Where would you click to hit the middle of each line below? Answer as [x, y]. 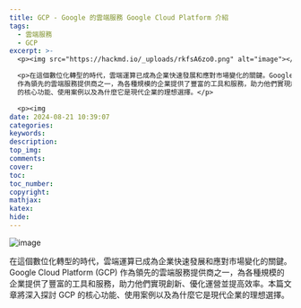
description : [34, 142]
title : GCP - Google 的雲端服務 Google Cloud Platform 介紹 [119, 18]
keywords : [28, 134]
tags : [19, 26]
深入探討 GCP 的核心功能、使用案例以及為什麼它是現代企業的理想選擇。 [157, 295]
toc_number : [31, 184]
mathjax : [26, 200]
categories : [31, 125]
